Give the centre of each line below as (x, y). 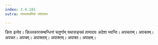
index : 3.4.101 (20, 9)
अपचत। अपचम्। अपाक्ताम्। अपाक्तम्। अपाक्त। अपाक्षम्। (51, 37)
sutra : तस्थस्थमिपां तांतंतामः (27, 14)
